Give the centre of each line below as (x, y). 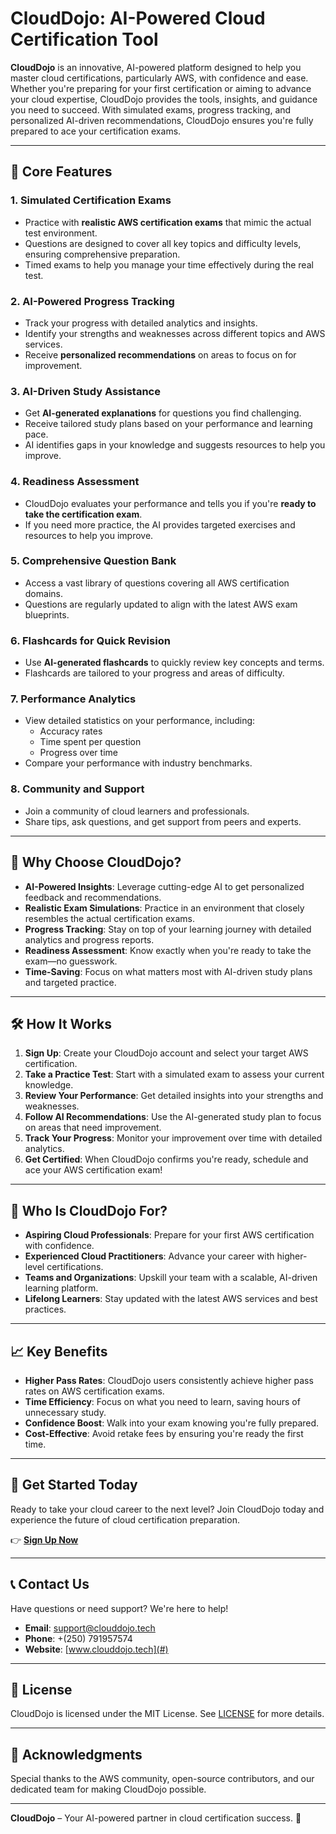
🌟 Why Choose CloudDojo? (96, 862)
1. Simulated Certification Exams (91, 200)
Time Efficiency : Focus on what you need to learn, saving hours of (162, 1401)
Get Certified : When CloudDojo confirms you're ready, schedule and (166, 1159)
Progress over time (78, 753)
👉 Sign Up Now (44, 1539)
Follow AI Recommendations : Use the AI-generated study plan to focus (173, 1117)
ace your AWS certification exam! (93, 1170)
